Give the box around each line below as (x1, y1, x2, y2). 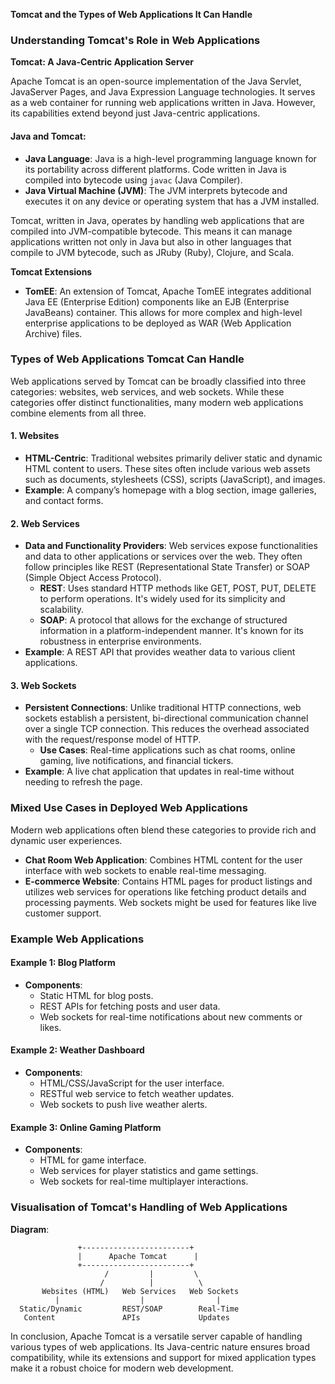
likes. (39, 1021, 62, 1033)
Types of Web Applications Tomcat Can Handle (10, 352, 245, 366)
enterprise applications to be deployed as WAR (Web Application (24, 317, 292, 329)
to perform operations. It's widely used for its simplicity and (39, 593, 286, 605)
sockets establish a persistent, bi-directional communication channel (24, 712, 309, 724)
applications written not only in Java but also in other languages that (10, 235, 292, 248)
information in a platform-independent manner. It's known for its (39, 625, 304, 637)
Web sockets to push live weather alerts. (39, 1099, 208, 1111)
